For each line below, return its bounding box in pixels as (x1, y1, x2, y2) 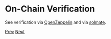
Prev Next (5, 28, 25, 34)
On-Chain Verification (5, 3, 95, 14)
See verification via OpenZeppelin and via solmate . (5, 19, 106, 25)
